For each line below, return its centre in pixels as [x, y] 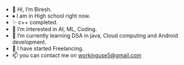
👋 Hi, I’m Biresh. [32, 9]
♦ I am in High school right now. [51, 16]
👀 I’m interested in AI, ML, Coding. [54, 29]
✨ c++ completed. [35, 22]
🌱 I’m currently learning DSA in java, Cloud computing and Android [95, 36]
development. [29, 42]
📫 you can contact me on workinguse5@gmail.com [77, 55]
